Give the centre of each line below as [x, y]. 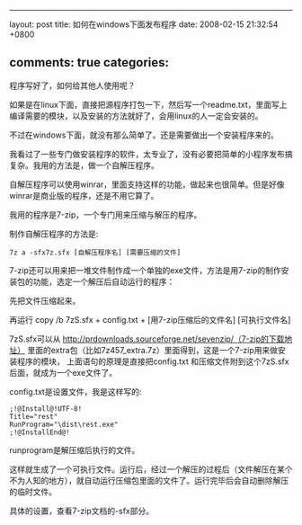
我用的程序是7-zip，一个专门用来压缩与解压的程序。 [106, 214]
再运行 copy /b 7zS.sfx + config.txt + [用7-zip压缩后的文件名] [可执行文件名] [150, 319]
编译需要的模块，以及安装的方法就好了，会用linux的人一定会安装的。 [136, 116]
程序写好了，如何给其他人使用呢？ [72, 85]
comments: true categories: [89, 62]
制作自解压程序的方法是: [54, 234]
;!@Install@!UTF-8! [46, 409]
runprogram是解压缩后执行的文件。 [75, 449]
